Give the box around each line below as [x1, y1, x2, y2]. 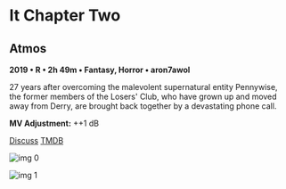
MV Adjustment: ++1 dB [9, 118, 100, 128]
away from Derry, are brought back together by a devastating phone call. [9, 101, 277, 111]
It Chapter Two [9, 5, 121, 26]
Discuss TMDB [9, 136, 64, 145]
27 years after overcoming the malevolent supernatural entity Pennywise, [9, 82, 278, 92]
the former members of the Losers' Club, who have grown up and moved [9, 91, 278, 102]
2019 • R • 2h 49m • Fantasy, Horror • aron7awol [9, 64, 191, 75]
